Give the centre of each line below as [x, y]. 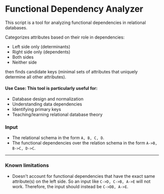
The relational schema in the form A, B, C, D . [58, 138]
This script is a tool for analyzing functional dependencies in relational [76, 22]
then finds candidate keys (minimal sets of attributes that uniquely [72, 71]
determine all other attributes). [36, 77]
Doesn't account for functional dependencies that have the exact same [83, 176]
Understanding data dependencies [47, 104]
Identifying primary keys [37, 109]
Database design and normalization [48, 99]
